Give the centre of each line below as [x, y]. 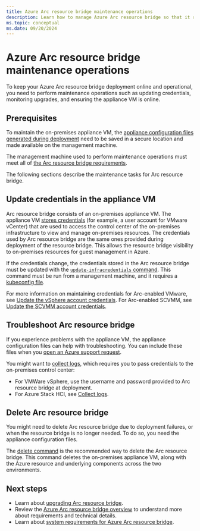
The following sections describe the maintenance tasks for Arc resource [95, 174]
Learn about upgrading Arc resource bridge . [69, 503]
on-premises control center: [40, 370]
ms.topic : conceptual [33, 23]
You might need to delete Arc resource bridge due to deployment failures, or [100, 427]
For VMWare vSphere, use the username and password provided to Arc [102, 381]
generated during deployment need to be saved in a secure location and [95, 139]
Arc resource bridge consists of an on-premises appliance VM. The [89, 213]
